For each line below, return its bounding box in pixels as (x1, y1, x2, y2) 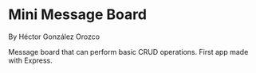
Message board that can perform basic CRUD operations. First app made (8, 47, 249, 56)
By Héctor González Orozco (8, 32, 100, 41)
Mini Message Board (8, 6, 148, 24)
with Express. (8, 56, 53, 65)
